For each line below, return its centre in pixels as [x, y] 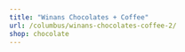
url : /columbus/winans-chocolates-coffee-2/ [93, 26]
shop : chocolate [39, 33]
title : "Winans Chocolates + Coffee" [79, 17]
